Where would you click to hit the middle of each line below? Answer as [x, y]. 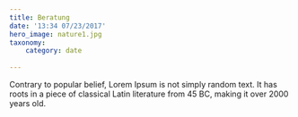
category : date [54, 51]
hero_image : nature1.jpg [56, 34]
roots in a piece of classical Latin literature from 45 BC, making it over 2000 [149, 94]
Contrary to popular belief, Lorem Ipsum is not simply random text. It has [144, 84]
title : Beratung [39, 17]
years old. [28, 103]
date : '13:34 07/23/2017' [57, 26]
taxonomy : [28, 42]
